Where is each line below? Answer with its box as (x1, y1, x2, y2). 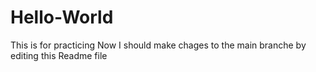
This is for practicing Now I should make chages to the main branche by (10, 39, 307, 51)
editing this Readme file (10, 49, 108, 61)
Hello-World (10, 6, 114, 29)
